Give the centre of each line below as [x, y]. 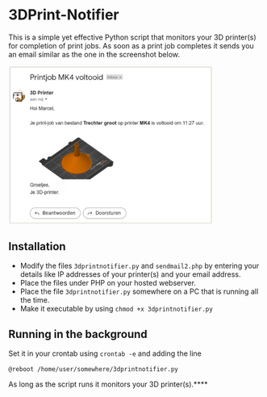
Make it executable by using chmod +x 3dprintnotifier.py [117, 309]
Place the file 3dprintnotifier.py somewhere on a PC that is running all [139, 291]
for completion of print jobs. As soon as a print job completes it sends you [131, 45]
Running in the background [78, 334]
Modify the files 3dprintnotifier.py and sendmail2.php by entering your [140, 266]
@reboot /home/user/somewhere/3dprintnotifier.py [94, 370]
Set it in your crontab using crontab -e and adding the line [105, 353]
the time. [35, 300]
